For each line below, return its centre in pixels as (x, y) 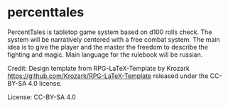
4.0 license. (45, 83)
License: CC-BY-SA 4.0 (42, 97)
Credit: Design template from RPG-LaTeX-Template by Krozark (98, 68)
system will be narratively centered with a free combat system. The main (114, 39)
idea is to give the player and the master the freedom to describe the (108, 47)
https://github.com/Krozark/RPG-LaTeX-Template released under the (108, 76)
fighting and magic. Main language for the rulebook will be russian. (105, 55)
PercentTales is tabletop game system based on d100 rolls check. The (110, 32)
